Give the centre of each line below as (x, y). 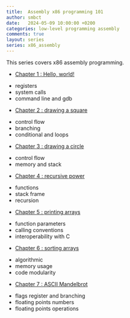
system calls (30, 92)
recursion (27, 200)
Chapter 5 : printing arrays (48, 212)
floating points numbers (45, 302)
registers (26, 85)
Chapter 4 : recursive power (50, 176)
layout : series (25, 40)
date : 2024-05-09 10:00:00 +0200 (51, 23)
